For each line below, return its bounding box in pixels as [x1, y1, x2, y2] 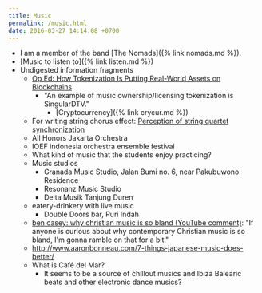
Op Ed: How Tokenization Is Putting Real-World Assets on [31, 73, 221, 84]
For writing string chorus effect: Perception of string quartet [31, 117, 229, 126]
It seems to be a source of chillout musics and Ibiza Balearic [43, 269, 242, 279]
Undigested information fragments [19, 65, 134, 75]
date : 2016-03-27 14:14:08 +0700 [8, 26, 120, 34]
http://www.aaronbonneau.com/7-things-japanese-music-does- [31, 244, 244, 253]
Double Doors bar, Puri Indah [43, 209, 140, 220]
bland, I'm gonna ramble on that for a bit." [31, 235, 169, 244]
